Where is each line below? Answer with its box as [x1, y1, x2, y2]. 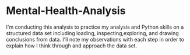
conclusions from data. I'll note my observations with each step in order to [6, 36, 185, 43]
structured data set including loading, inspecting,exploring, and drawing [6, 29, 179, 36]
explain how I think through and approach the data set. [6, 42, 138, 49]
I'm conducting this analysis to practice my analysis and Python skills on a [6, 23, 184, 30]
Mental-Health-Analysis [6, 4, 126, 18]
